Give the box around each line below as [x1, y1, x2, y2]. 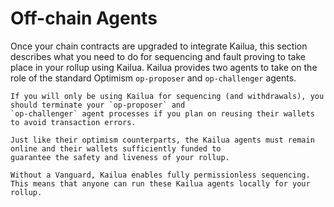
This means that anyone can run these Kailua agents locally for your [10, 178, 311, 189]
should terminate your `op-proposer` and [10, 100, 186, 110]
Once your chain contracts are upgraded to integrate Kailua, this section [10, 40, 308, 52]
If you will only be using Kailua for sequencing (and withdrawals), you [10, 91, 325, 101]
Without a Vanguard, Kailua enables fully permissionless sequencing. [10, 170, 311, 180]
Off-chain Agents [10, 7, 158, 30]
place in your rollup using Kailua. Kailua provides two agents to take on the [10, 61, 318, 73]
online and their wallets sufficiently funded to [10, 143, 222, 154]
